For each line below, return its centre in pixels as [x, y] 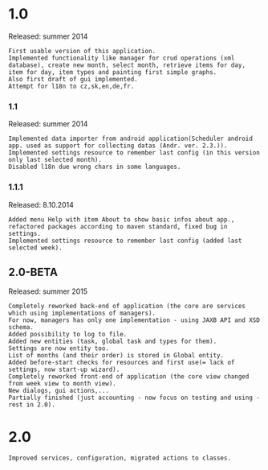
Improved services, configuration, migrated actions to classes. [120, 458]
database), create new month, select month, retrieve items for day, [127, 65]
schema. [21, 328]
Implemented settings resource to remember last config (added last [125, 241]
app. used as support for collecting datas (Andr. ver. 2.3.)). [118, 146]
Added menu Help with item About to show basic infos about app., [122, 219]
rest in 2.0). [32, 405]
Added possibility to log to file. [68, 335]
